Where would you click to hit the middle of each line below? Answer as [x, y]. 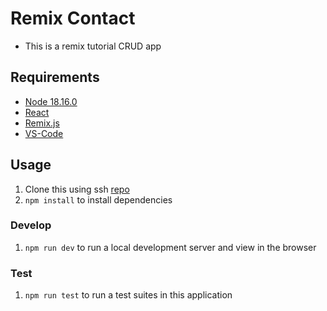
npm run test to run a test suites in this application [128, 295]
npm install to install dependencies [98, 199]
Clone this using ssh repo [77, 189]
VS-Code [44, 133]
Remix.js [42, 123]
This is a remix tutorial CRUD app [93, 46]
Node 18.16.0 [51, 101]
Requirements [55, 77]
